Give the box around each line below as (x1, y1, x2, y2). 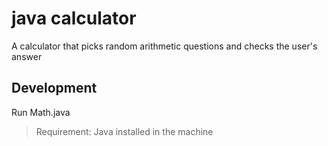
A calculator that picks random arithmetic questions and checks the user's (11, 40, 318, 52)
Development (11, 80, 98, 97)
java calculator (11, 7, 137, 30)
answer (11, 50, 43, 62)
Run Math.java (11, 106, 71, 118)
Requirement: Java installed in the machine (35, 125, 214, 137)
